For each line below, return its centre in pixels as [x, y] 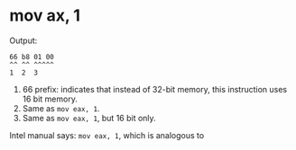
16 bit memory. [50, 99]
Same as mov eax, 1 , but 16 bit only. [89, 118]
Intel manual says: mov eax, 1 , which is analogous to [107, 135]
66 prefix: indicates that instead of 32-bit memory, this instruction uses [154, 89]
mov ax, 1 [45, 16]
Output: [23, 40]
